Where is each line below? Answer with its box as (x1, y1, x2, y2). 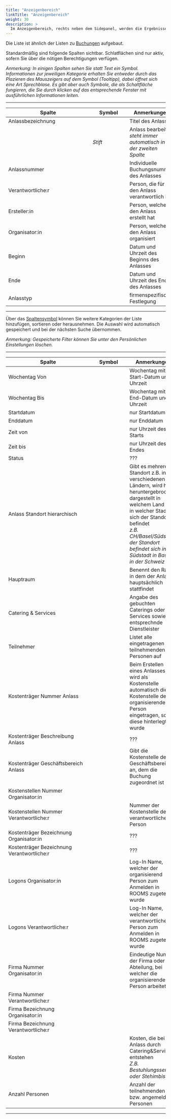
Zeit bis (8, 443, 26, 450)
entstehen (129, 1054, 154, 1061)
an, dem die (129, 766, 158, 773)
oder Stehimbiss (129, 1073, 168, 1080)
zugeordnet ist (129, 779, 164, 786)
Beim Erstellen (129, 661, 164, 668)
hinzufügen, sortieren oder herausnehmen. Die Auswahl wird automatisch (6, 321, 160, 327)
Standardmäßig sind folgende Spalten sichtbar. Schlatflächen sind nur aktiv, (6, 50, 164, 56)
